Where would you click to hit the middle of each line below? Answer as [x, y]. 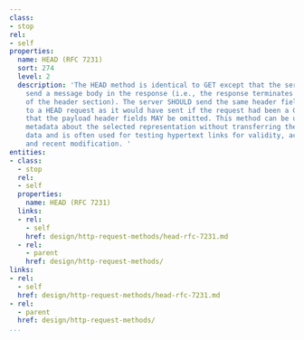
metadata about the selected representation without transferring [153, 127]
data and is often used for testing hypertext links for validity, [155, 136]
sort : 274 [36, 69]
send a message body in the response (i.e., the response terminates [160, 93]
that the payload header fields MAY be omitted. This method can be [157, 118]
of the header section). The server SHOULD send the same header [152, 102]
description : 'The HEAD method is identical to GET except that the [149, 85]
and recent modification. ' [78, 144]
